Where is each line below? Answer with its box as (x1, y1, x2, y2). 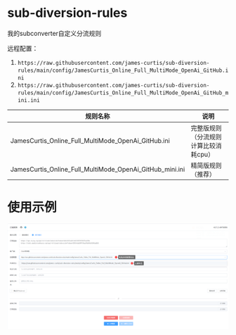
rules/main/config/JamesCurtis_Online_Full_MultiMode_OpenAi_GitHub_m (17, 89, 229, 96)
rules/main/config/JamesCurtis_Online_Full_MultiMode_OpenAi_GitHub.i (17, 67, 229, 74)
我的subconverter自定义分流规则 (7, 29, 102, 37)
